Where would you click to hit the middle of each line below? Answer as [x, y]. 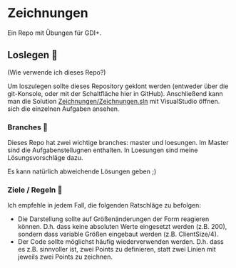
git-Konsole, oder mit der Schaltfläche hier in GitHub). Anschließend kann [115, 93]
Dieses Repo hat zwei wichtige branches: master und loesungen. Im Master [118, 143]
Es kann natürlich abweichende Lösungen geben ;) [82, 171]
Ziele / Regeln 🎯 [35, 190]
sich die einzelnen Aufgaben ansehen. [63, 109]
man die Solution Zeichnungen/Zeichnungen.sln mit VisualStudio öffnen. [114, 101]
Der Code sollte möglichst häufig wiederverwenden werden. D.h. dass [120, 242]
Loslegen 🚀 [33, 55]
